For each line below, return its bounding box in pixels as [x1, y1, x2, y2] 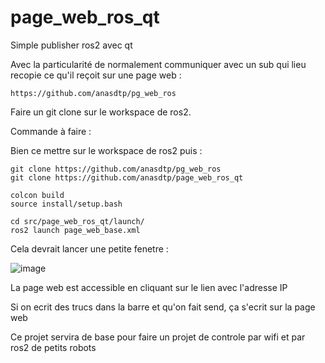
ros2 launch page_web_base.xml [10, 225, 141, 235]
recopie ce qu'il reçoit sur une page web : [10, 69, 182, 81]
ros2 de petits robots [10, 341, 97, 353]
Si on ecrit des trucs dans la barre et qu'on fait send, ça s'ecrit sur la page [10, 301, 316, 313]
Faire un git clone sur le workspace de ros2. [10, 106, 192, 118]
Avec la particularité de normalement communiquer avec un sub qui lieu [10, 58, 307, 70]
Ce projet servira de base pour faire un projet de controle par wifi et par [10, 331, 306, 343]
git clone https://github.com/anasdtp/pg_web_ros [10, 164, 222, 174]
